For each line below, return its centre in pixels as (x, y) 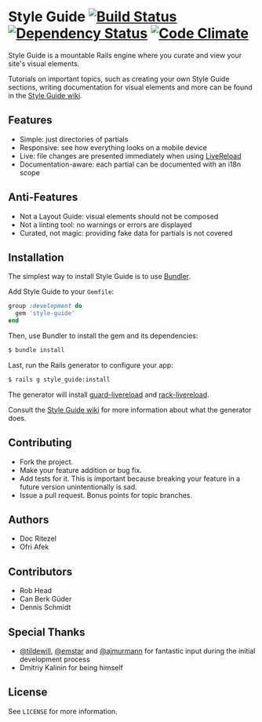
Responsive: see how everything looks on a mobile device (113, 147)
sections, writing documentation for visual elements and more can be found (130, 87)
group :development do (45, 306)
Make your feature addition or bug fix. (81, 470)
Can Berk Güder (45, 599)
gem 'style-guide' (45, 313)
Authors (29, 520)
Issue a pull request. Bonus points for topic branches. (106, 495)
